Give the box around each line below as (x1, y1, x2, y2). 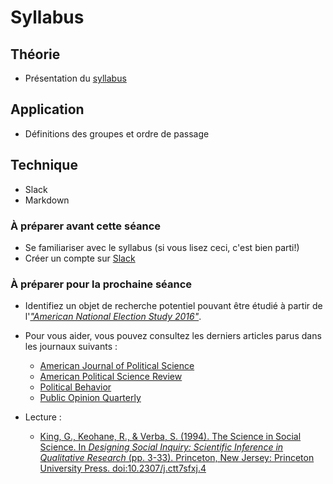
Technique (10, 157, 78, 174)
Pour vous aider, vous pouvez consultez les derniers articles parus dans (24, 330, 322, 342)
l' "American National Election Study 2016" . (24, 311, 202, 323)
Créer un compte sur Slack (24, 252, 136, 264)
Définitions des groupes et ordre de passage (24, 127, 210, 140)
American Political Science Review (39, 371, 183, 383)
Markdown (24, 194, 70, 206)
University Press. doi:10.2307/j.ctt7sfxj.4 (39, 462, 207, 475)
